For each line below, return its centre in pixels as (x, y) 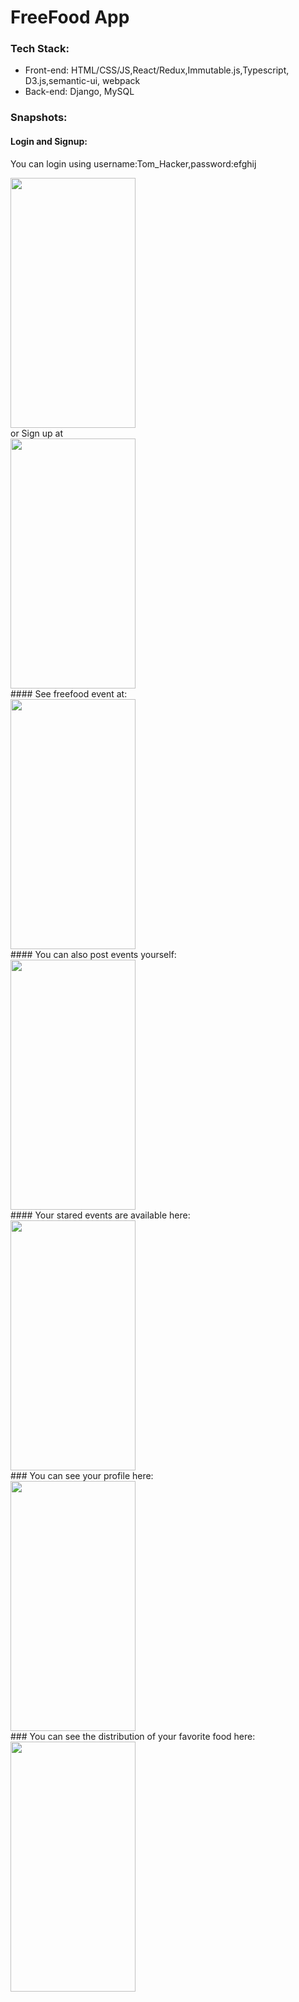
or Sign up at (36, 433)
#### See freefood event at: (69, 693)
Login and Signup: (49, 141)
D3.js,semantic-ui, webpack (82, 81)
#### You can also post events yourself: (93, 954)
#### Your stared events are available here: (100, 1215)
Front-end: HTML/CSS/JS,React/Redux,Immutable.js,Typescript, (157, 70)
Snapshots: (39, 118)
